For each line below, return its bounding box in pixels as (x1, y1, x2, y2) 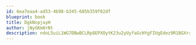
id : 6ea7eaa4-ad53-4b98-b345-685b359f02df (6, 8, 111, 15)
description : (6, 30, 38, 36)
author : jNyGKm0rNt (6, 25, 54, 31)
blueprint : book (6, 14, 45, 20)
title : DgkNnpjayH (6, 19, 51, 25)
